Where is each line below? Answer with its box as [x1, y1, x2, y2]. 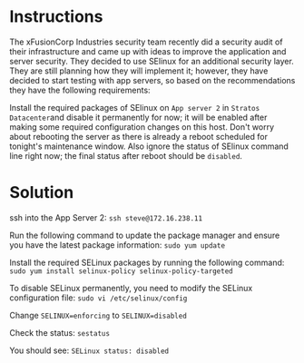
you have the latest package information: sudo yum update [9, 239, 225, 250]
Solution [9, 182, 74, 203]
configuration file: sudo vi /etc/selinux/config [9, 292, 188, 303]
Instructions [9, 6, 103, 27]
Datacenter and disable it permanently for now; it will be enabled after [9, 112, 268, 123]
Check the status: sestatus [9, 327, 111, 338]
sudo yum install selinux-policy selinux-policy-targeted [9, 266, 233, 276]
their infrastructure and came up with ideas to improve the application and [9, 45, 287, 56]
